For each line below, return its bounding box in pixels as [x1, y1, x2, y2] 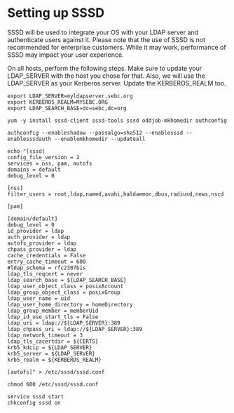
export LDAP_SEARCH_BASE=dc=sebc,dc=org [7, 104, 128, 111]
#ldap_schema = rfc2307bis [7, 264, 86, 271]
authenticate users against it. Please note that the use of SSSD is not [7, 35, 205, 43]
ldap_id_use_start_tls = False [7, 313, 99, 320]
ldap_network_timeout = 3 [7, 332, 83, 339]
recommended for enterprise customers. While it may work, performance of [7, 43, 226, 51]
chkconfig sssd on [7, 399, 61, 406]
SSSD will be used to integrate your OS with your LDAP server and [7, 28, 198, 36]
